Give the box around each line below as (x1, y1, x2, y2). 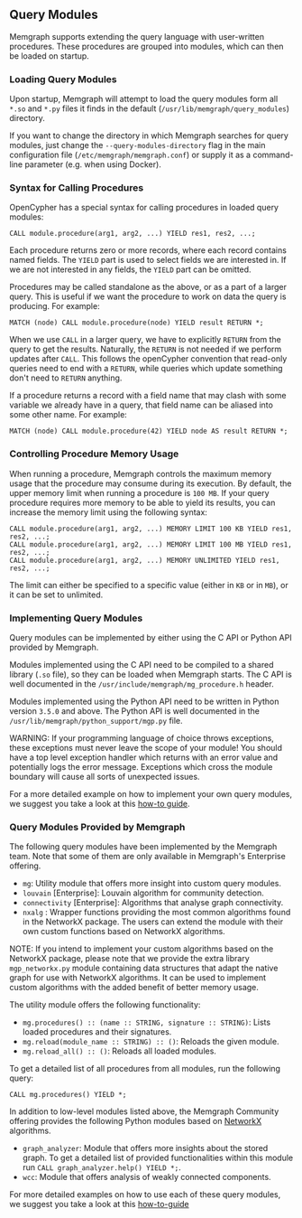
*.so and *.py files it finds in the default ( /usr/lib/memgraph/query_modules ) (9, 103, 290, 114)
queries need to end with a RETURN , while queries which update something (9, 363, 283, 374)
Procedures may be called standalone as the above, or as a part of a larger (9, 282, 287, 293)
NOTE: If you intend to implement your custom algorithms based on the (9, 943, 274, 954)
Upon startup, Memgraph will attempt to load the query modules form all (9, 94, 279, 105)
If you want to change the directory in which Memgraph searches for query (9, 130, 288, 141)
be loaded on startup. (9, 50, 90, 61)
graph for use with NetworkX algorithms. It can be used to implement (9, 972, 267, 983)
